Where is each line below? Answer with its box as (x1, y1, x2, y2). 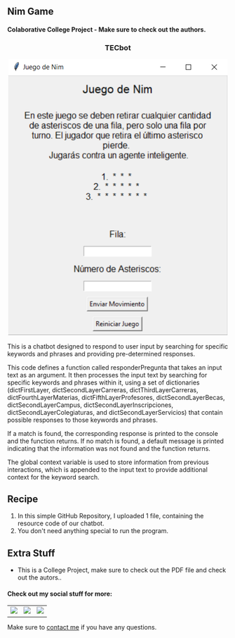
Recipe (7, 493, 39, 505)
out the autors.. (17, 573, 62, 582)
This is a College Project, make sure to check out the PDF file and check (17, 566, 227, 575)
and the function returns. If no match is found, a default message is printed (7, 437, 224, 445)
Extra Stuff (7, 547, 55, 559)
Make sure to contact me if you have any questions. (7, 623, 157, 631)
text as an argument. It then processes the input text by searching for (7, 370, 208, 379)
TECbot (105, 42, 131, 52)
